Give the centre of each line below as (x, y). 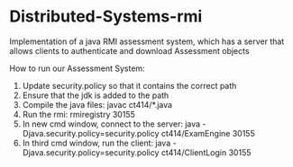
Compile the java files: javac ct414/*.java (97, 104)
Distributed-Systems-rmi (106, 17)
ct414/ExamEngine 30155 (208, 133)
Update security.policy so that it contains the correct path (129, 85)
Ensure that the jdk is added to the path (96, 95)
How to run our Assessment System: (78, 68)
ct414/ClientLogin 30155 (206, 152)
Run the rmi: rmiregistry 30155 (78, 114)
